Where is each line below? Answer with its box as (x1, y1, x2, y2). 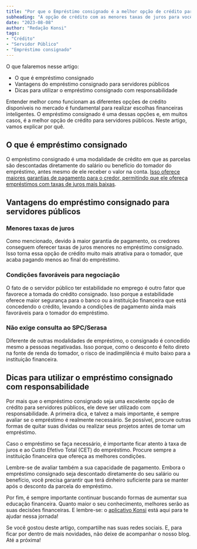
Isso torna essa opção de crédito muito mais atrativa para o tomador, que (6, 250, 183, 257)
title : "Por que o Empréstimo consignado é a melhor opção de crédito (6, 8, 182, 15)
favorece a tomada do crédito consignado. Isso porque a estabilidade (6, 290, 174, 297)
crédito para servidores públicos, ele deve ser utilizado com (6, 404, 151, 411)
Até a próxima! (6, 536, 41, 543)
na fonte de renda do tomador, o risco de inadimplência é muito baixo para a (6, 350, 191, 357)
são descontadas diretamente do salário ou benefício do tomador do (6, 162, 172, 169)
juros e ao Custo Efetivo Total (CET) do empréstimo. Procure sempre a (6, 446, 176, 453)
